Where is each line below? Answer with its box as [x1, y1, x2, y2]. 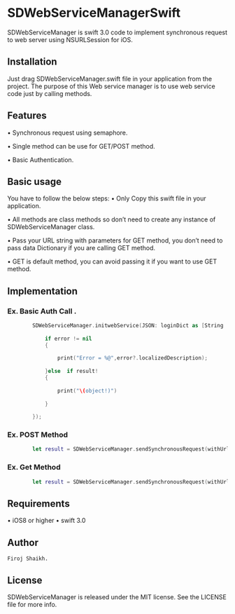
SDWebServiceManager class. [7, 223, 95, 231]
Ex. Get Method [7, 463, 61, 472]
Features [7, 110, 47, 122]
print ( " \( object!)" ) [57, 387, 117, 394]
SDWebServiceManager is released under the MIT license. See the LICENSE [7, 592, 227, 601]
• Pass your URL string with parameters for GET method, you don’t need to [7, 236, 223, 245]
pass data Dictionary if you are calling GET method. [7, 244, 156, 252]
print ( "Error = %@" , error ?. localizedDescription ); [57, 355, 208, 362]
